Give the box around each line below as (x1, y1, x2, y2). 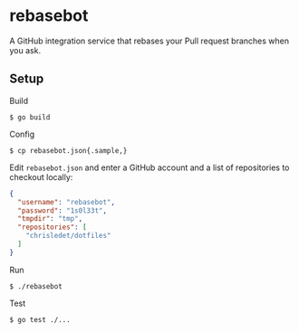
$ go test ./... (9, 315, 71, 324)
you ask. (9, 44, 42, 55)
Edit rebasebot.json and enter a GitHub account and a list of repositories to (9, 162, 290, 173)
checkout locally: (9, 171, 73, 182)
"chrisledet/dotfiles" (25, 232, 111, 241)
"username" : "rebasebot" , (17, 197, 116, 206)
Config (9, 128, 35, 139)
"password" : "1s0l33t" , (17, 205, 107, 215)
